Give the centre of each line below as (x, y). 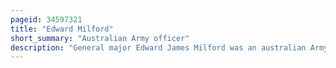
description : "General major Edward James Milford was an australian (158, 47)
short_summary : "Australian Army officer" (100, 38)
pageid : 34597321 (46, 19)
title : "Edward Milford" (62, 29)
